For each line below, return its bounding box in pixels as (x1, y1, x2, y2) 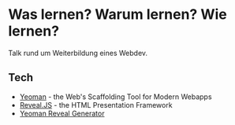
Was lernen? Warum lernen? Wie (8, 6, 227, 24)
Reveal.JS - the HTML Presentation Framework (19, 100, 173, 109)
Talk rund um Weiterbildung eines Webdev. (8, 48, 148, 57)
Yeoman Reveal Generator (19, 108, 105, 118)
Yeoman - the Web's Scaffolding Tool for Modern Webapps (19, 92, 212, 101)
